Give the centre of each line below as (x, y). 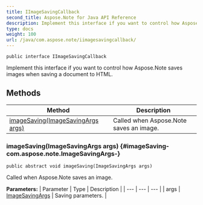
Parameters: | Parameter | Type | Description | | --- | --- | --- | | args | (93, 189)
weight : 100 (21, 34)
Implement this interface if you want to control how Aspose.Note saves (95, 68)
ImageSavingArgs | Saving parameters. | (56, 196)
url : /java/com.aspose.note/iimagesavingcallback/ (71, 40)
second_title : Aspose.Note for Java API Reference (71, 18)
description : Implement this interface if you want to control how (93, 23)
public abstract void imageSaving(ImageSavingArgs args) (79, 166)
